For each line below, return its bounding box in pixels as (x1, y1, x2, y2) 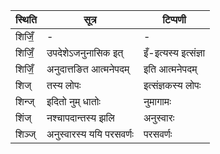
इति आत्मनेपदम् (143, 62, 198, 76)
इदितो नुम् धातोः (46, 95, 101, 108)
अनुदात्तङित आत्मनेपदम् (46, 62, 130, 76)
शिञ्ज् (15, 127, 37, 141)
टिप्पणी (162, 13, 187, 26)
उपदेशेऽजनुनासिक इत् (46, 46, 124, 59)
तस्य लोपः (46, 79, 82, 92)
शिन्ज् (15, 95, 35, 108)
